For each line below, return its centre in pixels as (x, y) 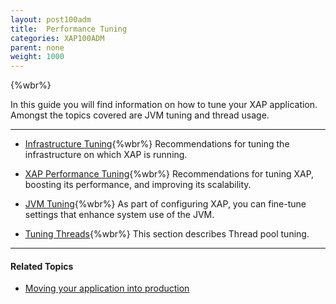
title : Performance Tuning (69, 29)
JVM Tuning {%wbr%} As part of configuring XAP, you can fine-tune (165, 204)
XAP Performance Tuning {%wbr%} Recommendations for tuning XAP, (169, 174)
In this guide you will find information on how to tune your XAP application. (164, 105)
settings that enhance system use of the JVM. (119, 215)
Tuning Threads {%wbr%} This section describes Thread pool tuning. (167, 234)
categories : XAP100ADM (57, 38)
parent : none (37, 47)
